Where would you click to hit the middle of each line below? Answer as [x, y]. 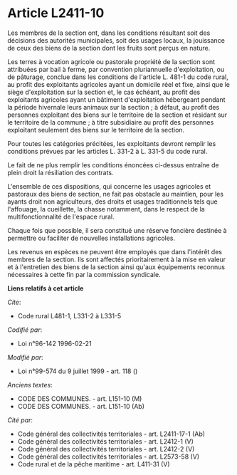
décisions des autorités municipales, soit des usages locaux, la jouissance [116, 40]
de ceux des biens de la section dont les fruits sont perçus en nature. [109, 48]
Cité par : [20, 420]
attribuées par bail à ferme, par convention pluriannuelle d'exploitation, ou [116, 69]
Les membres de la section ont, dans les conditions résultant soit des [109, 33]
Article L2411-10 [56, 13]
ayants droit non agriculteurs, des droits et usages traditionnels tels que [113, 202]
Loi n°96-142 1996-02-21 [54, 343]
